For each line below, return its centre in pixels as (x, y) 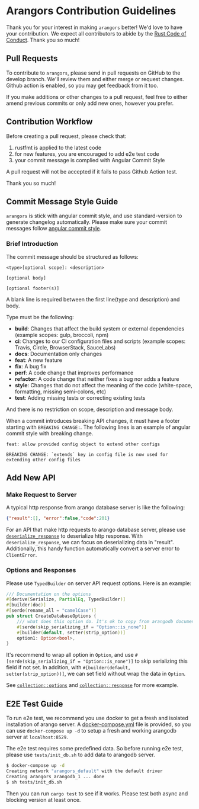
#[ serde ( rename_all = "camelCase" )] (51, 611)
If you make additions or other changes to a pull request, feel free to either (97, 97)
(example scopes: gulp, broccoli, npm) (62, 335)
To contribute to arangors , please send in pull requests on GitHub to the (93, 73)
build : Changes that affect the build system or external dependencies (99, 328)
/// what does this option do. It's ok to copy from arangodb (95, 621)
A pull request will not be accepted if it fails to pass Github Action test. (92, 171)
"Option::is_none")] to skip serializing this (135, 661)
